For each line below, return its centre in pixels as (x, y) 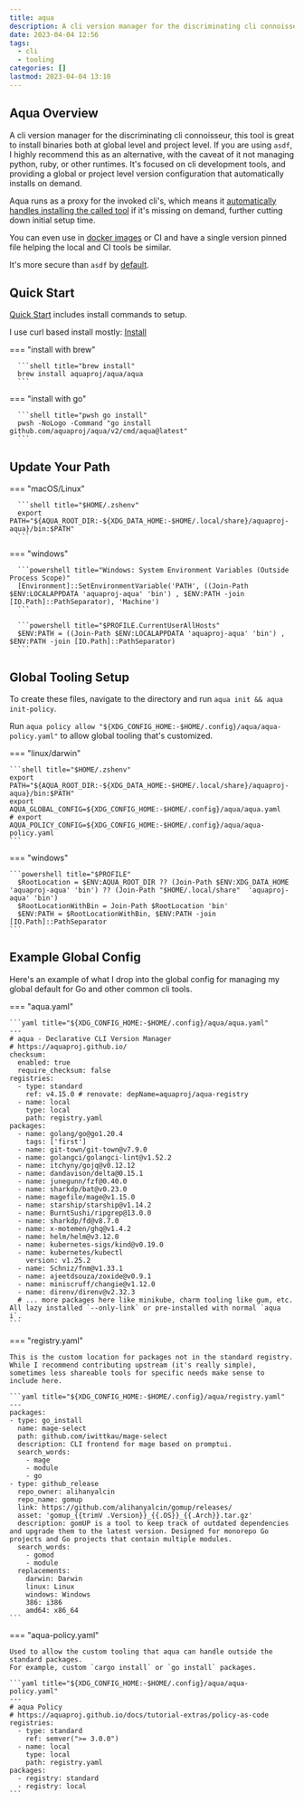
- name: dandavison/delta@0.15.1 (81, 1173)
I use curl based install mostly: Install (78, 332)
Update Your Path (60, 467)
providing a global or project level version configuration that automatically (147, 174)
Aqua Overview (54, 114)
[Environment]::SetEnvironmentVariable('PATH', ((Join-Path (133, 586)
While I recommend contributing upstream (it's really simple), (133, 1365)
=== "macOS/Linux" (47, 488)
